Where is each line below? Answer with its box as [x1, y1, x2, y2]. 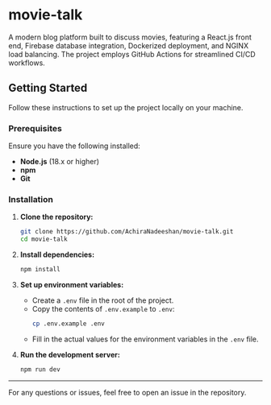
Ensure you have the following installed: [8, 141, 141, 151]
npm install [19, 266, 60, 274]
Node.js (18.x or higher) [19, 157, 99, 167]
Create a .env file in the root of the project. [31, 295, 174, 305]
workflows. [8, 58, 46, 68]
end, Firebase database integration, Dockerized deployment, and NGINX [8, 40, 248, 50]
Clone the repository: [19, 212, 94, 222]
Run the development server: [19, 349, 121, 359]
